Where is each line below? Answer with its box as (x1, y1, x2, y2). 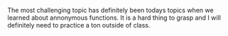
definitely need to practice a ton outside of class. (7, 21, 151, 29)
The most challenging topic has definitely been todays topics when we (7, 6, 215, 14)
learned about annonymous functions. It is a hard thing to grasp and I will (7, 13, 222, 22)
